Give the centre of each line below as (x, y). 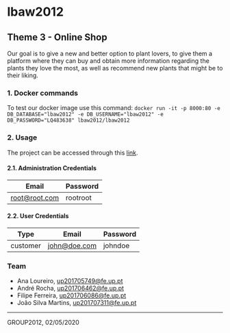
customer (26, 245)
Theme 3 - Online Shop (57, 37)
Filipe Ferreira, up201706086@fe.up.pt (72, 295)
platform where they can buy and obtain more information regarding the (108, 61)
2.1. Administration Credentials (52, 168)
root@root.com (35, 198)
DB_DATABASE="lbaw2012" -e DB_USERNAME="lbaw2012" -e (86, 115)
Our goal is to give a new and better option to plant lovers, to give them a (110, 53)
